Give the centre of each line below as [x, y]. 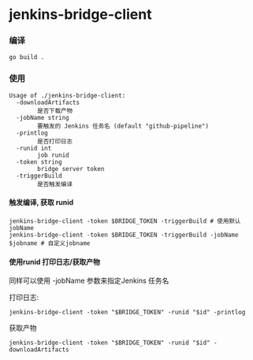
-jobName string [43, 117]
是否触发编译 [55, 184]
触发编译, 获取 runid [41, 202]
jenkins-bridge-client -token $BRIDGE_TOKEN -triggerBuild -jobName [124, 235]
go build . [27, 58]
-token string [39, 162]
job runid [53, 155]
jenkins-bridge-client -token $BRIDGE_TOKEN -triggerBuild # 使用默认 [125, 221]
